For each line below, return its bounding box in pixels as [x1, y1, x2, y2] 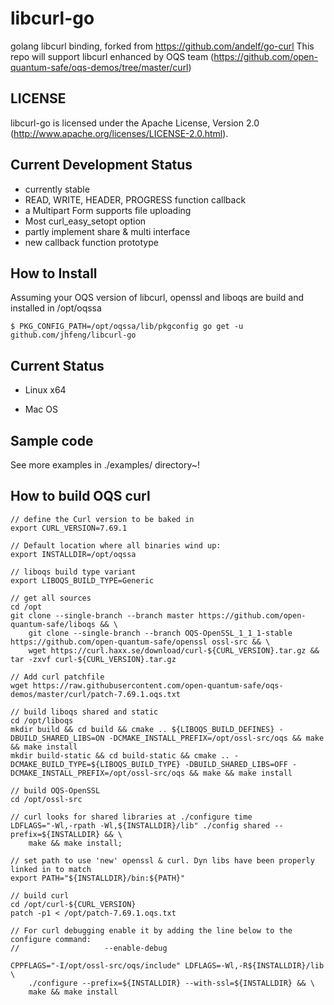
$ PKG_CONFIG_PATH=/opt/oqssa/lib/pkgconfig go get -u [10, 322, 244, 332]
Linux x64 [24, 384, 67, 396]
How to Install [10, 265, 98, 282]
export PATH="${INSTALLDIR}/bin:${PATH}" [10, 873, 186, 883]
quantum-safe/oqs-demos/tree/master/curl [10, 61, 189, 73]
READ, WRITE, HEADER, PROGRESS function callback [24, 193, 247, 206]
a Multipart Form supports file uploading [24, 204, 192, 216]
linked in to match [10, 864, 92, 874]
